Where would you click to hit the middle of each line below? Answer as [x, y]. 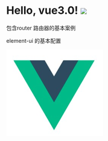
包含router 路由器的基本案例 [41, 28]
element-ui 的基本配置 [34, 40]
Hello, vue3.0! [42, 11]
